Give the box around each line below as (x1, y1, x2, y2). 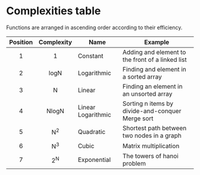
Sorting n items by (122, 99, 174, 108)
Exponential (77, 156, 111, 164)
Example (143, 37, 170, 46)
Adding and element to (122, 48, 186, 56)
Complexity (38, 37, 73, 46)
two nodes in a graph (122, 131, 182, 139)
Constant (77, 52, 104, 60)
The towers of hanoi (122, 152, 179, 160)
